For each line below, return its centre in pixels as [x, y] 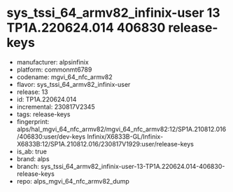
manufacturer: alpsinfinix [52, 62]
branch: [28, 166]
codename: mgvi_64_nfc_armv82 [64, 77]
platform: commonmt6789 [54, 69]
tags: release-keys [43, 114]
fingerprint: [33, 121]
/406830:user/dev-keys [51, 136]
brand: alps [33, 158]
